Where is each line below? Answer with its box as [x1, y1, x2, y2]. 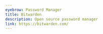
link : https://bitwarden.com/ [5, 21, 69, 26]
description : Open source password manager [5, 16, 98, 21]
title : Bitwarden [5, 12, 42, 17]
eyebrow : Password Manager [5, 7, 62, 12]
